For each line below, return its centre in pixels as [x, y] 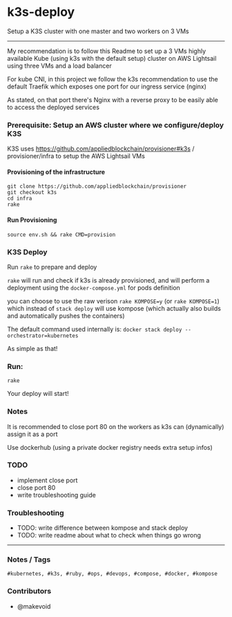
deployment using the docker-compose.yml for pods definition [94, 287]
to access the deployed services [54, 107]
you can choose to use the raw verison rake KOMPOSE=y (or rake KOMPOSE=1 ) [113, 301]
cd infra [20, 199]
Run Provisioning [32, 220]
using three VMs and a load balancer [59, 66]
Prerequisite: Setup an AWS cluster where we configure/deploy [116, 125]
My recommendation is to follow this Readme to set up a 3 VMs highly [107, 51]
